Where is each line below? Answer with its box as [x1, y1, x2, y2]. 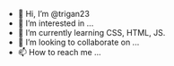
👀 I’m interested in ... [17, 18, 94, 29]
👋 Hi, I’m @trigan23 [17, 9, 90, 19]
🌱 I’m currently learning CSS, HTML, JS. [17, 28, 166, 37]
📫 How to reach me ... [17, 47, 101, 57]
